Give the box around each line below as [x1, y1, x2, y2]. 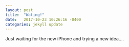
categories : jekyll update [5, 21, 63, 27]
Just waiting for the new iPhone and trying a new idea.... [5, 36, 124, 42]
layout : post [5, 7, 33, 13]
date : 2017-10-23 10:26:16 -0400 [5, 17, 81, 22]
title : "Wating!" [5, 12, 45, 17]
